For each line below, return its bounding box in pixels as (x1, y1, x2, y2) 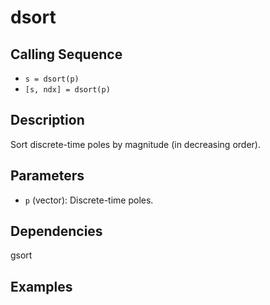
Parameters (10, 167, 85, 185)
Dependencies (10, 223, 103, 240)
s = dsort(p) (24, 74, 80, 84)
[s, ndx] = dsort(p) (24, 85, 111, 95)
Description (10, 112, 85, 129)
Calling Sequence (10, 46, 123, 63)
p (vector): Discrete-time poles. (24, 194, 154, 206)
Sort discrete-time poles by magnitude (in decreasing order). (10, 138, 261, 150)
